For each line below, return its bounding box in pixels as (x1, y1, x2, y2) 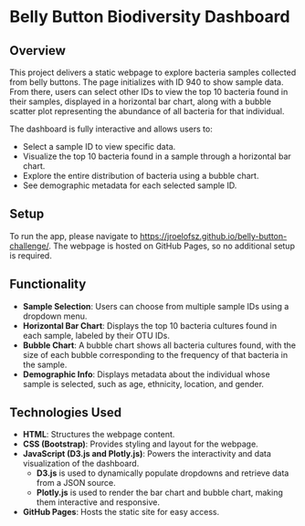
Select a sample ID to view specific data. (22, 142, 176, 152)
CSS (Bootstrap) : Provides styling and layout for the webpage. (22, 438, 258, 449)
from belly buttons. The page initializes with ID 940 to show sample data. (9, 77, 284, 88)
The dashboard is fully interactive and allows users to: (9, 123, 213, 134)
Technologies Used (9, 405, 121, 421)
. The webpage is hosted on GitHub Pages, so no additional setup (48, 240, 295, 251)
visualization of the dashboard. (22, 458, 140, 469)
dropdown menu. (22, 310, 88, 321)
